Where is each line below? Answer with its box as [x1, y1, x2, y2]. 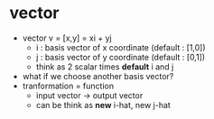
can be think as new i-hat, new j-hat [35, 99, 172, 110]
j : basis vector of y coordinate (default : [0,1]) [35, 51, 206, 62]
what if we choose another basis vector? [22, 70, 174, 81]
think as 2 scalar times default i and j [35, 61, 174, 72]
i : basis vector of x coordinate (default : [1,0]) [35, 41, 206, 52]
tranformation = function [22, 80, 115, 91]
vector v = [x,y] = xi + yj [22, 32, 112, 43]
